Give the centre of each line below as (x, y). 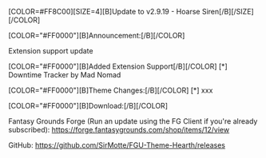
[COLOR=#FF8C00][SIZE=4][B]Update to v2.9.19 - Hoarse (104, 12)
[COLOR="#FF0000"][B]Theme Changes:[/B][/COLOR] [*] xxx (111, 90)
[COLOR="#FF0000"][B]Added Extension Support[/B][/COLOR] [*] (118, 66)
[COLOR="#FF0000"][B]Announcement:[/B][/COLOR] (97, 36)
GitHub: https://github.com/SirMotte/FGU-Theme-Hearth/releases (117, 145)
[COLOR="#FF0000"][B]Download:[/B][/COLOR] (88, 106)
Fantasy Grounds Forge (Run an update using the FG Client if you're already (133, 121)
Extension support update (51, 51)
